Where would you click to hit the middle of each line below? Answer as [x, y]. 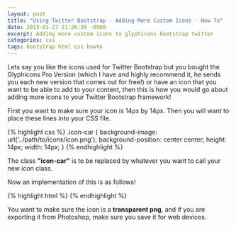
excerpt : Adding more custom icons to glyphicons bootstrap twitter [111, 34]
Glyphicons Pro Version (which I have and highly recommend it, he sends [114, 74]
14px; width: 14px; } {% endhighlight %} [66, 147]
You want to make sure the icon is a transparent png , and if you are [106, 209]
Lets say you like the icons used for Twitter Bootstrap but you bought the [113, 67]
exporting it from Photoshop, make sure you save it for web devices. [107, 217]
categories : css [31, 40]
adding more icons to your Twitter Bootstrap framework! [89, 97]
